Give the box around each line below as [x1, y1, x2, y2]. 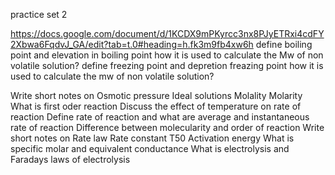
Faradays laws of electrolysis [10, 154, 131, 165]
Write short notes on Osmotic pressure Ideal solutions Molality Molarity [10, 90, 303, 101]
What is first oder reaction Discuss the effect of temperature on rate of [10, 100, 302, 112]
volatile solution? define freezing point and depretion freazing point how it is [10, 60, 324, 71]
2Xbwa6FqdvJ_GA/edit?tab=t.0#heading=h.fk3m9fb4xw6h [10, 39, 254, 50]
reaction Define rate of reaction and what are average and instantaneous [10, 111, 310, 123]
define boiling [255, 39, 313, 50]
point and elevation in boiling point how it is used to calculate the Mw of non [10, 49, 324, 61]
